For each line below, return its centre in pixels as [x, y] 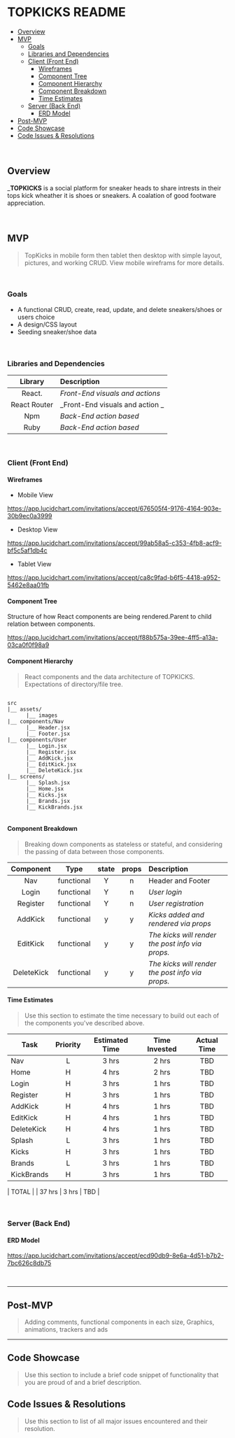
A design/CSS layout [47, 324]
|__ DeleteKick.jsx [54, 770]
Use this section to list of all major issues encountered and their [116, 1421]
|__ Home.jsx [45, 789]
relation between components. [51, 624]
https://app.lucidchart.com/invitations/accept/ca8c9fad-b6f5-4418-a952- [114, 578]
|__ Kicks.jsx [47, 795]
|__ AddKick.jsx [49, 758]
